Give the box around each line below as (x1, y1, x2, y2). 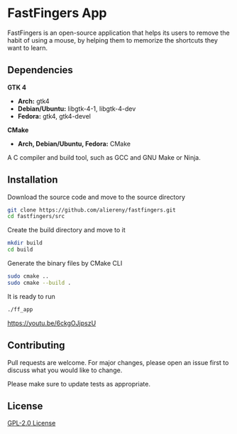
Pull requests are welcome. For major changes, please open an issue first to (7, 358, 229, 367)
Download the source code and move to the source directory (7, 192, 186, 201)
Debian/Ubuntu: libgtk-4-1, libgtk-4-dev (17, 104, 136, 113)
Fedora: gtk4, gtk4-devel (17, 112, 91, 120)
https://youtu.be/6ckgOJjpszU (7, 318, 97, 327)
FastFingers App (7, 5, 107, 21)
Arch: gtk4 (17, 97, 50, 105)
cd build (7, 246, 33, 254)
